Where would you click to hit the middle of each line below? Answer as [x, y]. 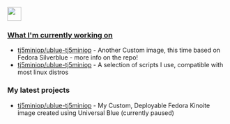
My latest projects [39, 90]
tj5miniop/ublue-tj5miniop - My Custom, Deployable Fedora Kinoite [114, 105]
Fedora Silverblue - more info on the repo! [77, 57]
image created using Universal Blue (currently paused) [95, 113]
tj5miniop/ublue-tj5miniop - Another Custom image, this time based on [119, 50]
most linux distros [43, 72]
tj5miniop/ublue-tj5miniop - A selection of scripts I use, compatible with [120, 65]
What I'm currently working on [60, 35]
